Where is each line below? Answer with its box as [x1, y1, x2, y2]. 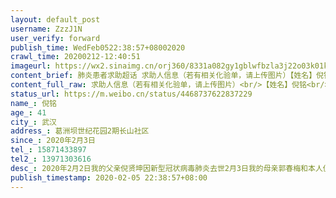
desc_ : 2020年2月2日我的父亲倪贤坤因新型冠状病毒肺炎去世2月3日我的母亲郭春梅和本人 [10, 163, 323, 173]
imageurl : [10, 61, 52, 71]
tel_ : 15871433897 [10, 145, 87, 155]
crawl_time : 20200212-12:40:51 [10, 52, 141, 62]
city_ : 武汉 [10, 117, 57, 127]
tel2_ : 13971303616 [10, 154, 92, 164]
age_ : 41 [10, 107, 47, 118]
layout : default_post [10, 14, 101, 25]
